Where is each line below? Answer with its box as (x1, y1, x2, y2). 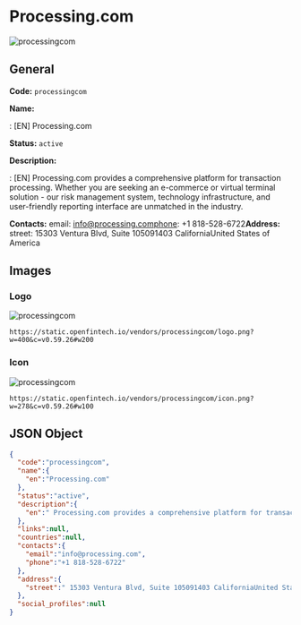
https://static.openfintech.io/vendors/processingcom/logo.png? (9, 328, 254, 337)
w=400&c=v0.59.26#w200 (9, 336, 94, 345)
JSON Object (9, 426, 83, 441)
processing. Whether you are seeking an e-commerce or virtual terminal (9, 182, 276, 193)
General (9, 62, 56, 77)
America (9, 237, 40, 248)
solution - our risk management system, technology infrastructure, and (9, 191, 271, 202)
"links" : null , (17, 525, 70, 534)
